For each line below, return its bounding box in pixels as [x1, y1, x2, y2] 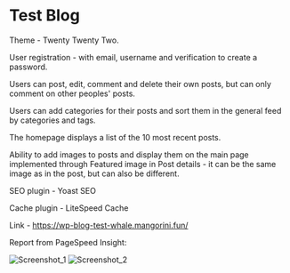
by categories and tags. [9, 115, 96, 125]
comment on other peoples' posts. [9, 88, 136, 99]
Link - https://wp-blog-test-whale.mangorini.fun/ [9, 220, 189, 230]
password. [9, 61, 48, 72]
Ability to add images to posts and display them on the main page [9, 149, 249, 160]
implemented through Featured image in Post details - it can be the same [9, 158, 277, 169]
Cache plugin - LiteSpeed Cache [9, 202, 129, 213]
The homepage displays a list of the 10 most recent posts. [9, 132, 222, 142]
